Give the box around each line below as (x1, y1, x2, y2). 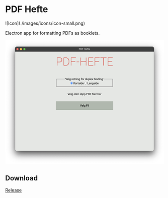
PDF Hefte (5, 4, 48, 15)
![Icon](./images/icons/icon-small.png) (5, 20, 86, 26)
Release (5, 187, 22, 193)
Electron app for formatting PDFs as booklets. (5, 30, 100, 36)
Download (5, 174, 38, 182)
